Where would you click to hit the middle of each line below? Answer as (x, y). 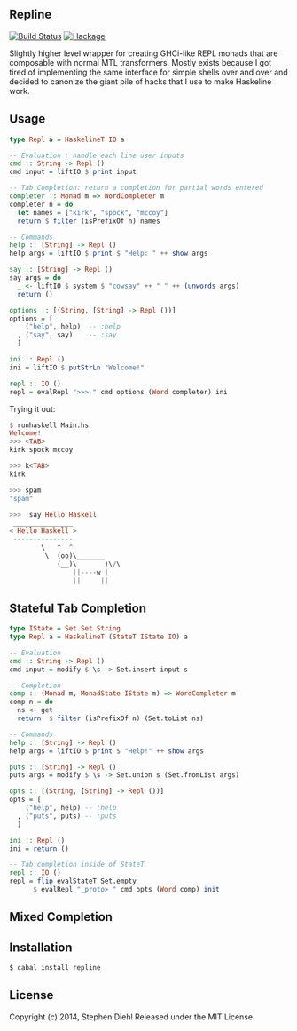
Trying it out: (32, 408)
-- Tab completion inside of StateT (77, 865)
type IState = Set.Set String (65, 629)
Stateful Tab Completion (78, 608)
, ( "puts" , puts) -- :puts (67, 816)
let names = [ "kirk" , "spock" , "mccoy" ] (93, 212)
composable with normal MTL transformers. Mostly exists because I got (141, 62)
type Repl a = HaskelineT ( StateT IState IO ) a (99, 637)
